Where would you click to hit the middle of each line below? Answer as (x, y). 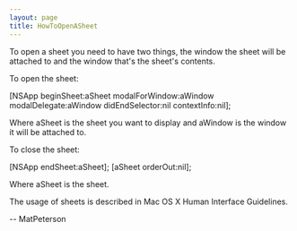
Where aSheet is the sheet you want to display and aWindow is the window (148, 123)
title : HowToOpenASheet (54, 26)
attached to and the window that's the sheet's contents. (112, 61)
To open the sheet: (44, 78)
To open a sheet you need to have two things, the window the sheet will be (148, 51)
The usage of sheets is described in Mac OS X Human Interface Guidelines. (149, 201)
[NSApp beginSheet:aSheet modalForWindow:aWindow (112, 96)
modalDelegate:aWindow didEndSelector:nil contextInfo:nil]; (120, 105)
